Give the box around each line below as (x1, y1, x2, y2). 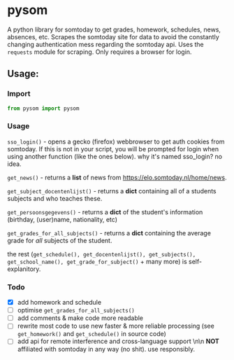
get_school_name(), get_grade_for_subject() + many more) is (7, 257, 187, 265)
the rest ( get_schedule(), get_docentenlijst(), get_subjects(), (7, 249, 196, 258)
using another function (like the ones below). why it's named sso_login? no (7, 152, 222, 160)
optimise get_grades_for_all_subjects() (17, 306, 135, 314)
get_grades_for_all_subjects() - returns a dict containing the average (7, 228, 212, 237)
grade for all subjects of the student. (7, 236, 112, 244)
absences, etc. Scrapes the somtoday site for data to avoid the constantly (7, 32, 220, 41)
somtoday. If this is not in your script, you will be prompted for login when (7, 144, 219, 153)
